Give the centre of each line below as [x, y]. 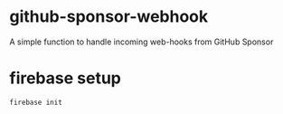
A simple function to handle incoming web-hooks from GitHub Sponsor [141, 42]
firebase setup [66, 78]
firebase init [36, 102]
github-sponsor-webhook [109, 17]
